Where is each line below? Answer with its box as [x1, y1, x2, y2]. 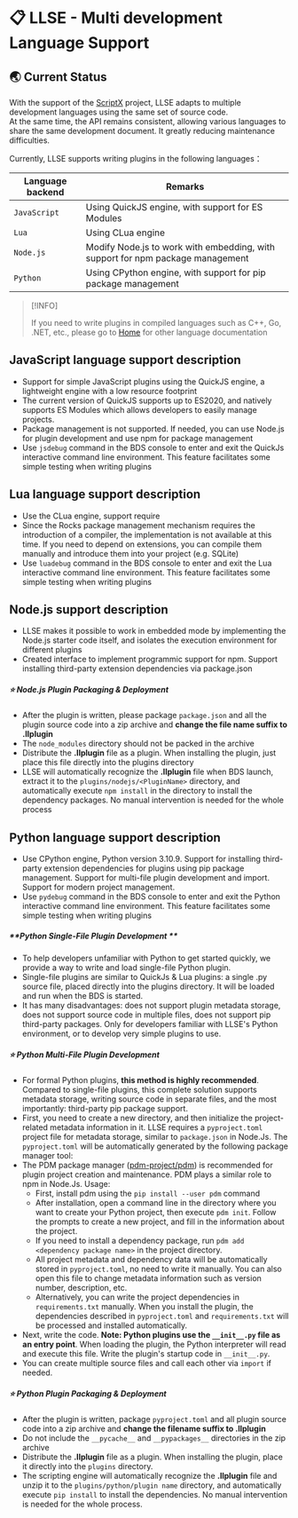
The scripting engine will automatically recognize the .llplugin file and [21, 1471, 278, 1482]
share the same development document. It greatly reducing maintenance [9, 126, 275, 136]
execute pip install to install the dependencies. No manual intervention [21, 1490, 288, 1500]
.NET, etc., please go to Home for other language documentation [30, 327, 268, 337]
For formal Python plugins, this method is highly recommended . [21, 1075, 259, 1086]
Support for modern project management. [21, 882, 176, 893]
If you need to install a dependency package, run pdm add [35, 1236, 245, 1246]
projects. [21, 414, 55, 424]
